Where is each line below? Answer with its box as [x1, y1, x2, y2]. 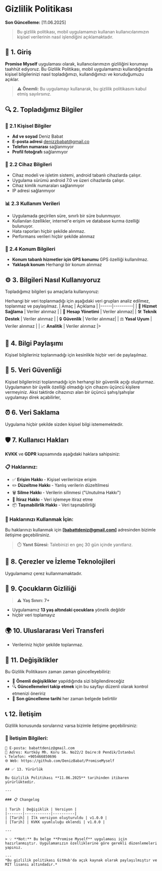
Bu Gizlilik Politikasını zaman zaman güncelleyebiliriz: [5, 669, 111, 675]
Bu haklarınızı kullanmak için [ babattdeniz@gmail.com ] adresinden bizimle [5, 527, 156, 532]
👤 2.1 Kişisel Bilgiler [5, 123, 52, 129]
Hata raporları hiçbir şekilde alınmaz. [12, 228, 86, 234]
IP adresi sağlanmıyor [12, 188, 56, 194]
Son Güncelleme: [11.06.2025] [5, 19, 66, 25]
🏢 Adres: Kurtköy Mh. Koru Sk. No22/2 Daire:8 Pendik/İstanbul [5, 750, 136, 755]
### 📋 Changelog [5, 797, 40, 802]
